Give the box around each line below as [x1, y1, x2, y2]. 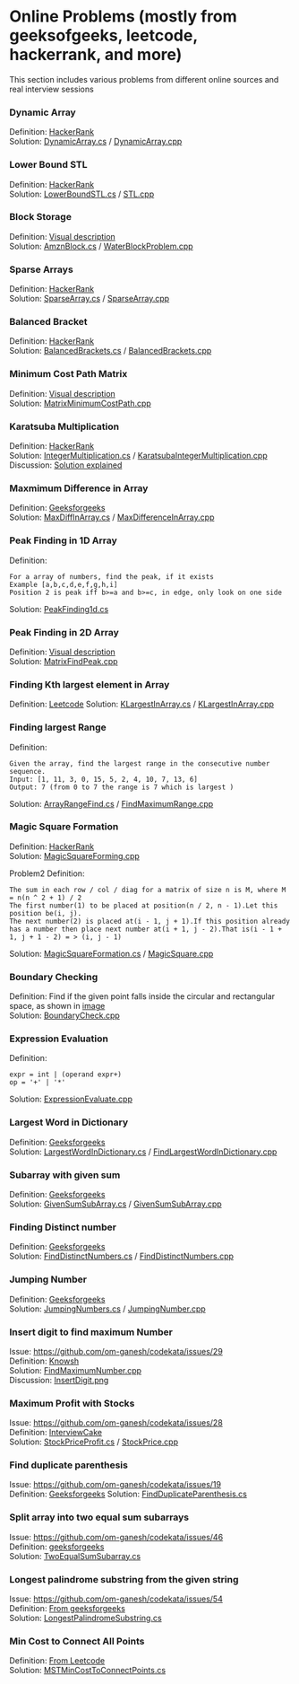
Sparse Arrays [9, 263, 73, 276]
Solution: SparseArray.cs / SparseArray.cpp [9, 294, 170, 304]
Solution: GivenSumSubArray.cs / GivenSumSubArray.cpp [9, 1198, 222, 1209]
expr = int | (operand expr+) [9, 1070, 123, 1079]
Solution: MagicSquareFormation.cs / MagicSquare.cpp [9, 948, 214, 959]
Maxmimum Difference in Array [9, 482, 149, 495]
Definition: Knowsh [9, 1355, 80, 1366]
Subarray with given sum [9, 1169, 121, 1181]
